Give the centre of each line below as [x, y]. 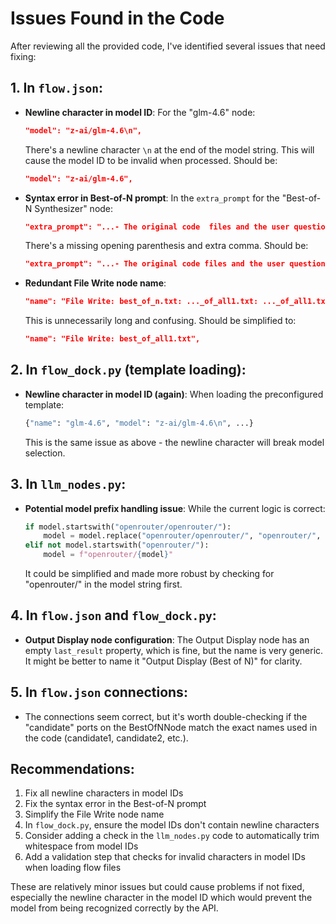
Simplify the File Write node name [94, 814]
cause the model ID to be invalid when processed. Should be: [151, 160]
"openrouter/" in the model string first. [103, 584]
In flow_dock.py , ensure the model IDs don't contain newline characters [172, 825]
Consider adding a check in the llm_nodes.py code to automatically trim [172, 836]
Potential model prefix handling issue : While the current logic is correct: [175, 508]
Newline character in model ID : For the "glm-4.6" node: [140, 112]
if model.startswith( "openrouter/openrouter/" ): [128, 527]
